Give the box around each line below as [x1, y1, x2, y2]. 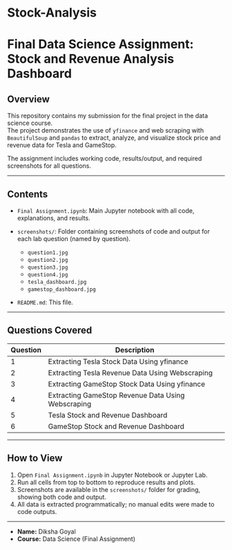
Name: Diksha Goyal [17, 527, 76, 535]
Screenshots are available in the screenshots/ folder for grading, [17, 485, 201, 493]
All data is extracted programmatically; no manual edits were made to [17, 500, 215, 509]
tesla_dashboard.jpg [27, 278, 87, 285]
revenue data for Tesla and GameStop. [7, 141, 117, 149]
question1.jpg [27, 249, 68, 256]
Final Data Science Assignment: [7, 37, 194, 53]
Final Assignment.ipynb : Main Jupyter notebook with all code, [17, 207, 195, 215]
